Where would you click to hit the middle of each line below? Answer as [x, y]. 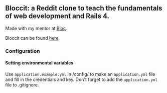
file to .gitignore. [22, 84]
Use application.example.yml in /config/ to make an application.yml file [80, 74]
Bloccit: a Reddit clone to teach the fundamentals [84, 8]
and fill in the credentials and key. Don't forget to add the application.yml [81, 79]
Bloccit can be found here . [33, 38]
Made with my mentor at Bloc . [36, 28]
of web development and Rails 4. [57, 16]
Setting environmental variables [39, 63]
